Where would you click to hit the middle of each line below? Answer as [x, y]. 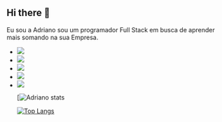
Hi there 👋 [28, 13]
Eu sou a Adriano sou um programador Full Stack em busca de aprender [111, 29]
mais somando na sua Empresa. [53, 37]
